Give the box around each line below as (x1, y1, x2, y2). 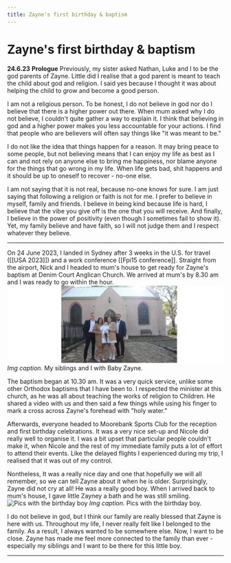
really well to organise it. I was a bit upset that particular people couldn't (7, 434, 212, 443)
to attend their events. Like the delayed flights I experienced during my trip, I (7, 449, 223, 457)
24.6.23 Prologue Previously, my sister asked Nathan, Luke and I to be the (7, 64, 219, 72)
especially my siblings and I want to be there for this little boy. (7, 541, 182, 550)
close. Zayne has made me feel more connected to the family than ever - (7, 534, 213, 542)
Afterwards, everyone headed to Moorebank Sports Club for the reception (7, 420, 217, 428)
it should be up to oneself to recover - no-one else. (7, 171, 152, 180)
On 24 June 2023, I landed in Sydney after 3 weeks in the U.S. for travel (7, 248, 211, 257)
